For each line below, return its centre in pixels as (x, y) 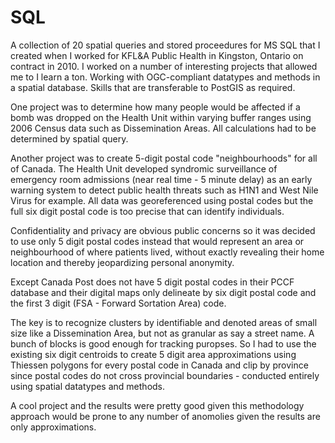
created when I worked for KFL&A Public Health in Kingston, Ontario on (157, 55)
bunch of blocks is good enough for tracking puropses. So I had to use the (163, 343)
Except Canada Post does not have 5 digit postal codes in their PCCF (152, 282)
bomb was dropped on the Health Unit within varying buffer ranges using (161, 117)
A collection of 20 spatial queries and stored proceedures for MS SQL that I (165, 45)
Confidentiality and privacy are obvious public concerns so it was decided (163, 230)
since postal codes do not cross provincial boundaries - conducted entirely (165, 375)
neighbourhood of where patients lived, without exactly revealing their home (167, 252)
